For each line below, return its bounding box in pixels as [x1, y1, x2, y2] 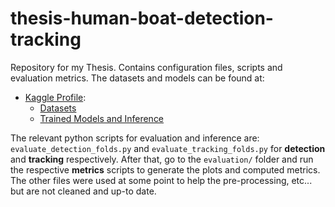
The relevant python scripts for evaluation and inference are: [10, 132, 260, 144]
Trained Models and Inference [39, 112, 165, 124]
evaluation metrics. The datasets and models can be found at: [10, 72, 265, 84]
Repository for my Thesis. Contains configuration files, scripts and [10, 61, 283, 73]
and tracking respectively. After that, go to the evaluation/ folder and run [10, 153, 314, 165]
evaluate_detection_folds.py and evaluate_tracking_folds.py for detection [10, 142, 326, 154]
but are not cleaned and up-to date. [10, 185, 157, 197]
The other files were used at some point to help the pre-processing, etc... [10, 174, 313, 186]
